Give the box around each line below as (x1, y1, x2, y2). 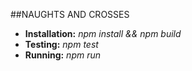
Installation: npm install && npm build (24, 28, 182, 39)
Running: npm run (24, 49, 102, 61)
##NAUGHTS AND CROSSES (10, 9, 130, 20)
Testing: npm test (24, 39, 99, 50)
